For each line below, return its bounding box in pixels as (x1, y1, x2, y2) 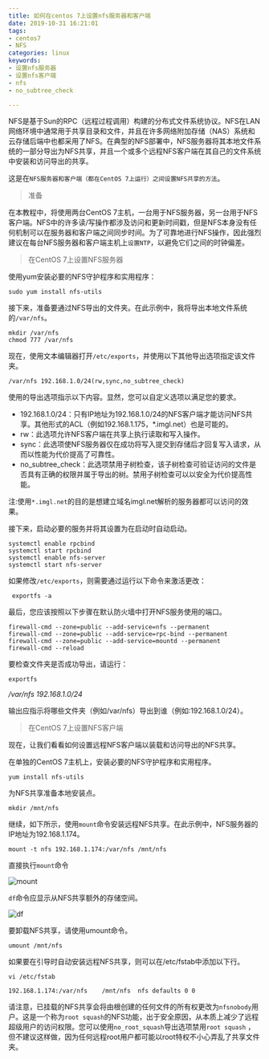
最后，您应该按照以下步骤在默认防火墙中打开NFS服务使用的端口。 (8, 607, 226, 617)
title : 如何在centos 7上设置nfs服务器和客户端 (8, 11, 151, 20)
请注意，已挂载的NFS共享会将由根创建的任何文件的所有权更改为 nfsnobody (8, 1002, 252, 1012)
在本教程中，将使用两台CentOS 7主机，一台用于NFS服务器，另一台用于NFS (8, 208, 259, 218)
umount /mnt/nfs (8, 942, 63, 950)
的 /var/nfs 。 (8, 313, 52, 323)
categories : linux (8, 49, 70, 57)
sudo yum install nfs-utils (8, 288, 103, 296)
